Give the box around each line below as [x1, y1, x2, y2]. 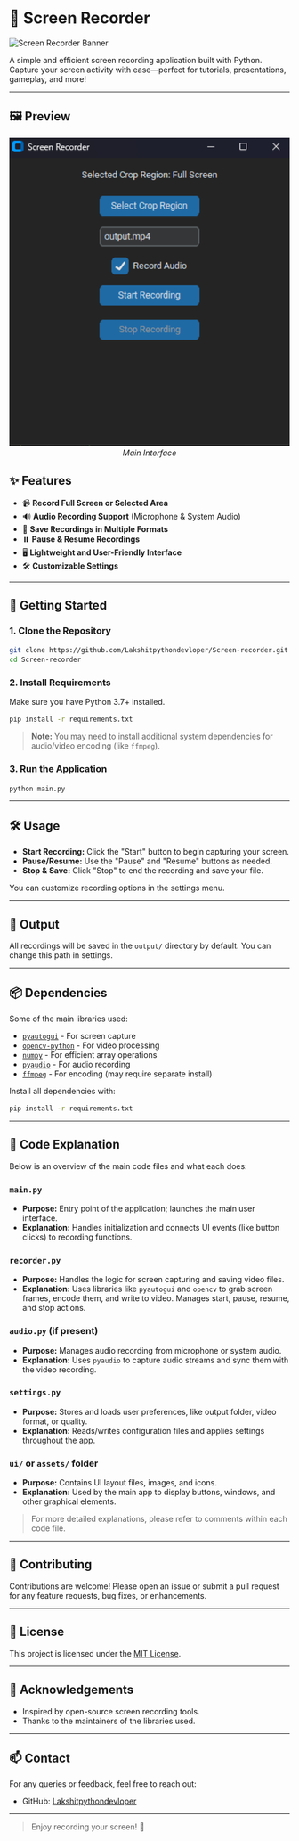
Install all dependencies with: [9, 1085, 116, 1096]
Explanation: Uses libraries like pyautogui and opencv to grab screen [21, 1283, 273, 1295]
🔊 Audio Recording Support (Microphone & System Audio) [21, 511, 242, 521]
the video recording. [21, 1363, 97, 1375]
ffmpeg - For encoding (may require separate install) [21, 1068, 213, 1079]
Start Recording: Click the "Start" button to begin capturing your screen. [21, 847, 289, 857]
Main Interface [122, 447, 177, 458]
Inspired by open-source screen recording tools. [21, 1706, 200, 1716]
